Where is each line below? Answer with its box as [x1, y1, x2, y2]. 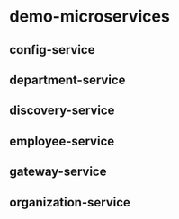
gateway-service [9, 164, 107, 180]
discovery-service [9, 103, 115, 118]
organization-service [9, 195, 130, 210]
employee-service [9, 133, 115, 149]
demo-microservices [9, 6, 171, 27]
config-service [9, 42, 95, 57]
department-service [9, 72, 126, 87]
